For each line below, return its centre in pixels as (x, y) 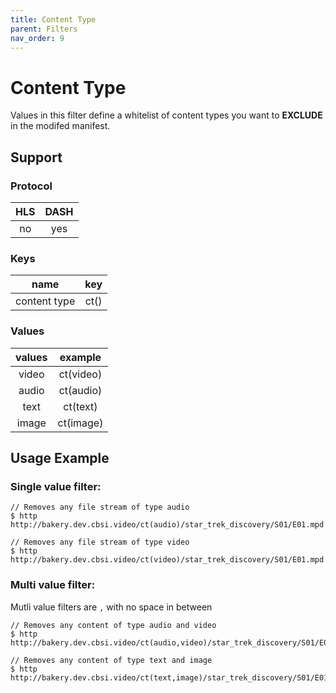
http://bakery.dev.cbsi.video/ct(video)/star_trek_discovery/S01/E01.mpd (167, 560)
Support (36, 157)
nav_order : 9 (37, 38)
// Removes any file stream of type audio (100, 507)
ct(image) (80, 423)
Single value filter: (56, 486)
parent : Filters (44, 29)
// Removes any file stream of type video (100, 542)
